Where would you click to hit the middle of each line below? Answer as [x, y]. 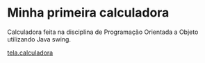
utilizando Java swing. [39, 39]
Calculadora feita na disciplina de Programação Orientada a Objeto [103, 32]
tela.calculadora [30, 53]
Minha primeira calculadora [88, 13]
